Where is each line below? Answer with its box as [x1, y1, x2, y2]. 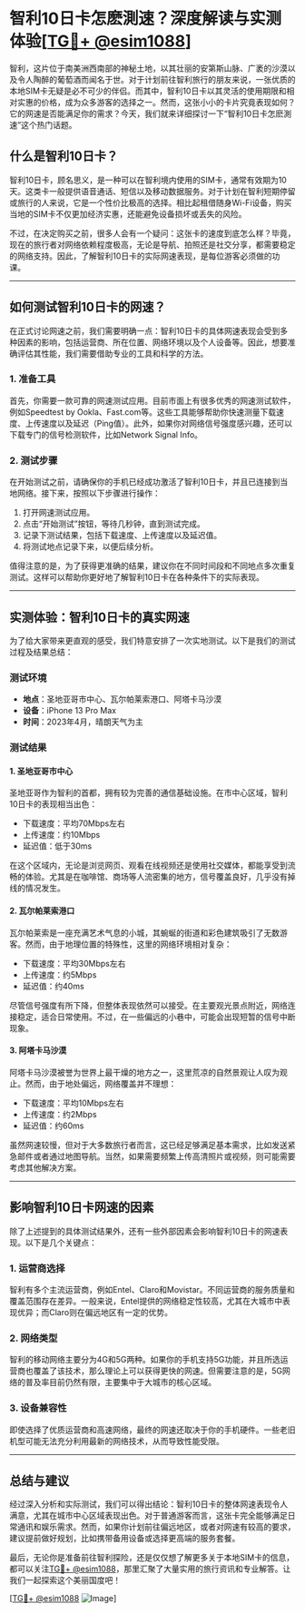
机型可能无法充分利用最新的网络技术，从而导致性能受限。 [9, 1435, 224, 1446]
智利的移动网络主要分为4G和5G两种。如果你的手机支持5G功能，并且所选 [9, 1354, 280, 1365]
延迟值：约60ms [22, 1120, 84, 1131]
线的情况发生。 [9, 882, 65, 894]
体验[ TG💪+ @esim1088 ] [9, 31, 192, 52]
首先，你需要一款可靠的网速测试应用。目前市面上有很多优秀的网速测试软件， [9, 395, 296, 406]
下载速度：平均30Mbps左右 [22, 958, 126, 969]
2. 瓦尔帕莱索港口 [9, 905, 75, 916]
